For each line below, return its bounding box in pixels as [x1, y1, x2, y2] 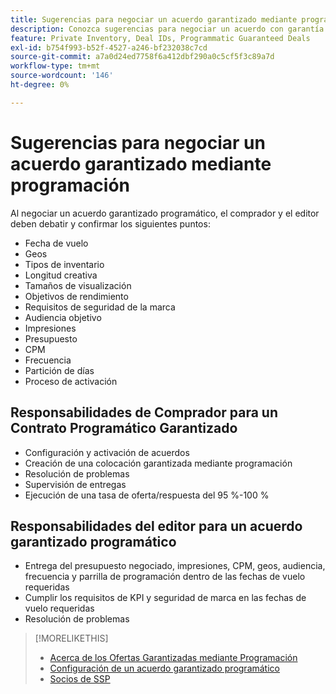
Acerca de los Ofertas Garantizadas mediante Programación [49, 652, 298, 664]
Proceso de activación [24, 375, 118, 387]
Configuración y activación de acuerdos [24, 446, 190, 458]
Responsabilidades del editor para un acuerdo [10, 517, 303, 535]
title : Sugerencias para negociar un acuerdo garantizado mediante [10, 14, 298, 25]
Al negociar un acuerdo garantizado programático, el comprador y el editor [10, 207, 320, 219]
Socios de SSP [49, 673, 111, 685]
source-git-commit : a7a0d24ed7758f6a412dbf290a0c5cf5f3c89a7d [10, 52, 275, 62]
